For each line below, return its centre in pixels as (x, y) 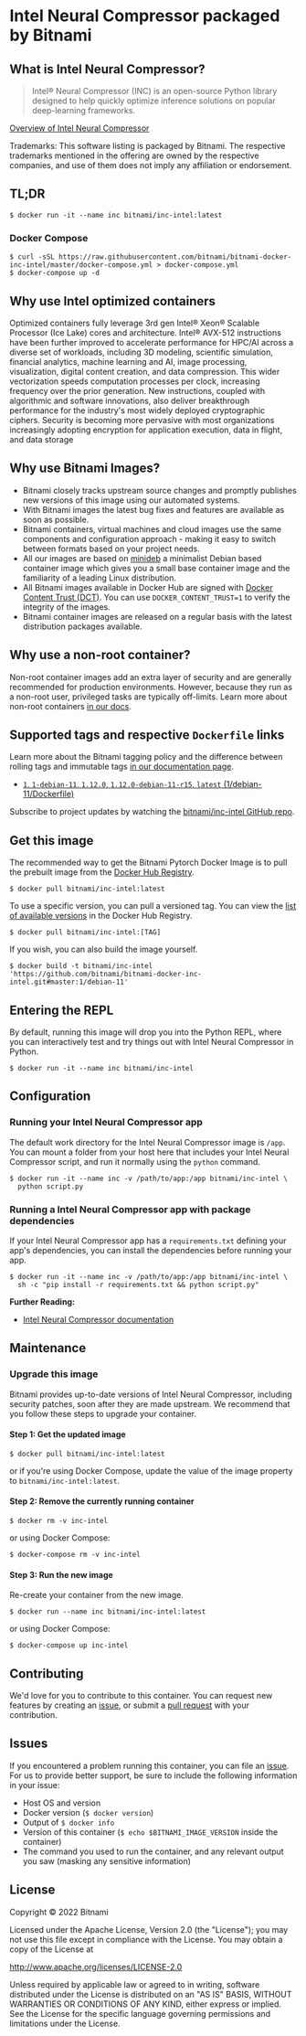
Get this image (52, 841)
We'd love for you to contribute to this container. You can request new (141, 1696)
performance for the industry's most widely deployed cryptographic (137, 410)
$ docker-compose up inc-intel (69, 1646)
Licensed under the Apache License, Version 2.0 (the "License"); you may (149, 1929)
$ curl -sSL (32, 257)
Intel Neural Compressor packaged (145, 16)
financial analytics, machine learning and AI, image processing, (128, 361)
